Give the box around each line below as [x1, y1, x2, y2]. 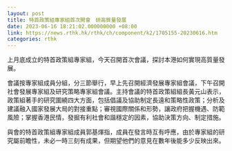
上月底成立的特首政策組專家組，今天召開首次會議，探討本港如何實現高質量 [7, 56, 219, 64]
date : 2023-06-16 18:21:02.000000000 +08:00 [7, 23, 137, 30]
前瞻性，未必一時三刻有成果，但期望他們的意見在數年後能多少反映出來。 [19, 137, 225, 145]
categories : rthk [7, 36, 57, 43]
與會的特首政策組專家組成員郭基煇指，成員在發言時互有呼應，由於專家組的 [7, 128, 219, 137]
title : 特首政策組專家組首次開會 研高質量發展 [7, 17, 127, 23]
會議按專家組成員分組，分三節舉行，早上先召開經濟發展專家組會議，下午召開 [7, 79, 225, 87]
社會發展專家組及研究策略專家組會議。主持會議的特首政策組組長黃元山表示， [7, 88, 225, 96]
